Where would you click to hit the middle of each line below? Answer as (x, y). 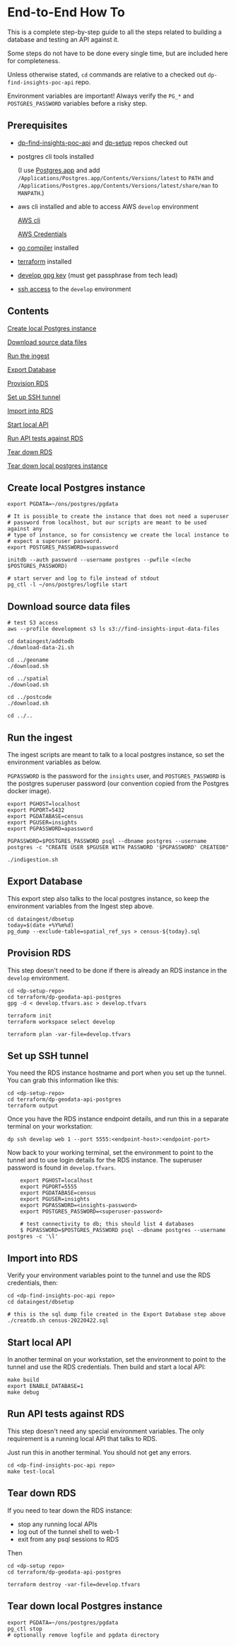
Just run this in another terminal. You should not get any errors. (100, 1452)
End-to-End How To (66, 12)
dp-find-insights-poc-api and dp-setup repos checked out (103, 142)
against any (25, 529)
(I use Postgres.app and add (59, 170)
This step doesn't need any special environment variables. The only (106, 1431)
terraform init (30, 1015)
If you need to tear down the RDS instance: (70, 1510)
